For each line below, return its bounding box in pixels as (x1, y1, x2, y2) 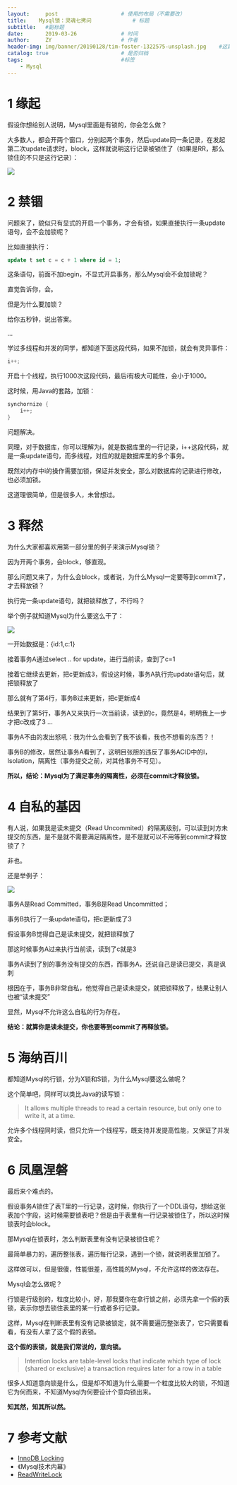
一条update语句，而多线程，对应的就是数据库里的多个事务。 (13, 451, 188, 460)
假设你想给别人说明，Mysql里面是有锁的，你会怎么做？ (7, 120, 167, 129)
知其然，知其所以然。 (7, 1402, 69, 1411)
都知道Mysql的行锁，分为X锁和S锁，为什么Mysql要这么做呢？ (7, 1074, 187, 1083)
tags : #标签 (7, 57, 135, 64)
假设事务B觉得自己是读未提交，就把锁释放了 (7, 929, 135, 938)
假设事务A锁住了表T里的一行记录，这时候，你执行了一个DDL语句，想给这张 (7, 1201, 226, 1210)
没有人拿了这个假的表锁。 (25, 1327, 100, 1336)
